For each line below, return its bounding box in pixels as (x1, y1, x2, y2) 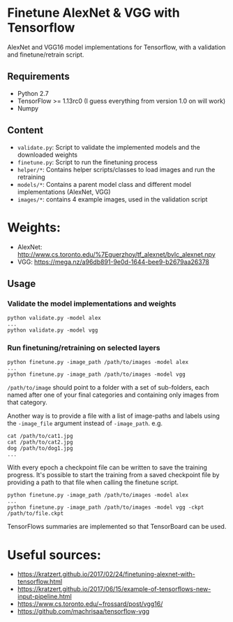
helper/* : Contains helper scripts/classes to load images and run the (17, 165, 216, 174)
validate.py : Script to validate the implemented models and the (17, 143, 200, 151)
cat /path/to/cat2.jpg (7, 439, 73, 446)
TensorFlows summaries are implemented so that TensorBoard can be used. (7, 523, 227, 531)
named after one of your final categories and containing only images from (7, 390, 220, 400)
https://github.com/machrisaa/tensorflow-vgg (17, 607, 150, 616)
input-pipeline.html (17, 593, 72, 601)
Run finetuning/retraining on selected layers (7, 343, 160, 353)
